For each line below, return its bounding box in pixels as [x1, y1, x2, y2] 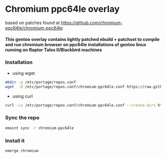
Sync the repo [5, 114, 40, 121]
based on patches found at [5, 20, 60, 26]
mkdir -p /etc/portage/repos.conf [5, 80, 77, 85]
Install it [5, 137, 25, 144]
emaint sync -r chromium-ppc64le [5, 126, 74, 130]
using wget [12, 70, 36, 76]
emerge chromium [5, 148, 39, 153]
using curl [12, 93, 33, 99]
